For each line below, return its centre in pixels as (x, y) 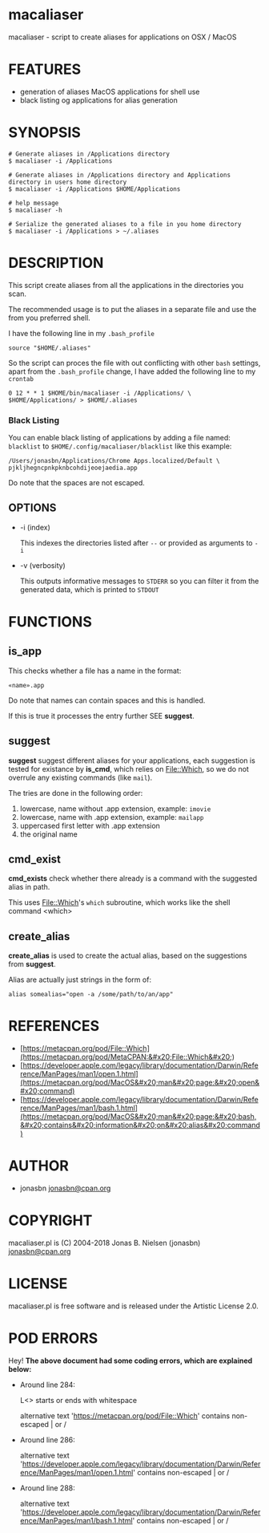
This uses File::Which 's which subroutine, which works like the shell (119, 902)
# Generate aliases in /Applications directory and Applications (119, 175)
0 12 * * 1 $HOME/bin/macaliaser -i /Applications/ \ (100, 393)
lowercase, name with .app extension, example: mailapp (112, 817)
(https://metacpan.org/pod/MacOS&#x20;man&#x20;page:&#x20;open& (140, 1083)
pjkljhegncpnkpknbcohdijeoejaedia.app (73, 468)
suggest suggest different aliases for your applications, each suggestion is (132, 760)
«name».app (26, 685)
